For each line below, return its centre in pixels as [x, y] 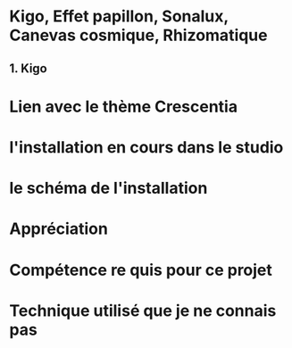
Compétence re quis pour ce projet [141, 270]
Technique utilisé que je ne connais [143, 311]
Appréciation [59, 229]
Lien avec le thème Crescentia [124, 107]
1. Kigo [28, 68]
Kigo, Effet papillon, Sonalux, [119, 17]
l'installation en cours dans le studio [146, 147]
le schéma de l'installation [108, 188]
